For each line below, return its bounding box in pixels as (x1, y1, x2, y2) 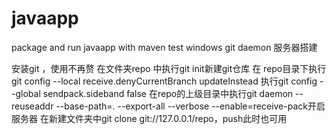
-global (11, 87, 41, 99)
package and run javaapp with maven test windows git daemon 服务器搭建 (11, 41, 318, 53)
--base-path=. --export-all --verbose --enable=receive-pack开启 (55, 100, 326, 112)
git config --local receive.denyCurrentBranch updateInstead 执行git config (11, 75, 318, 87)
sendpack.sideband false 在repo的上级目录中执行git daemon (42, 87, 294, 99)
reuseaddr (11, 100, 54, 112)
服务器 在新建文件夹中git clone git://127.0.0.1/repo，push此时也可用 (11, 112, 288, 124)
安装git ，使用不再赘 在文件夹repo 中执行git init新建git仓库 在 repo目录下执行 (11, 62, 327, 74)
